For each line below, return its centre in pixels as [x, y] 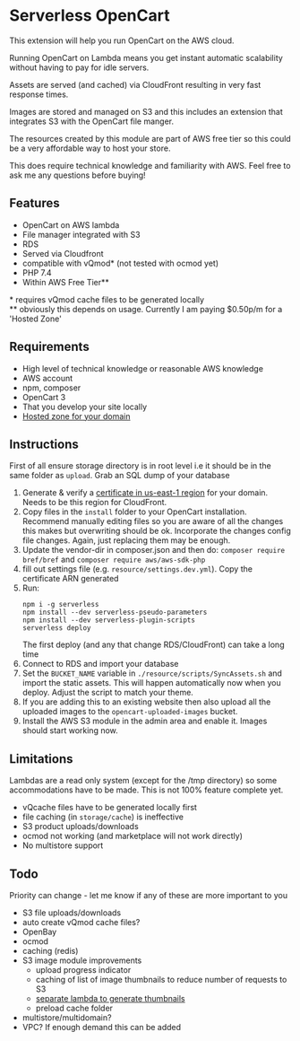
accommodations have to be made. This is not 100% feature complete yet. [146, 790]
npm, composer [51, 388]
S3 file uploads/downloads [72, 913]
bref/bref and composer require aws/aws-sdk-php [114, 560]
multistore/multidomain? [67, 1018]
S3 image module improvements [82, 960]
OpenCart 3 [44, 397]
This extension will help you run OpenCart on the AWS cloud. [122, 40]
